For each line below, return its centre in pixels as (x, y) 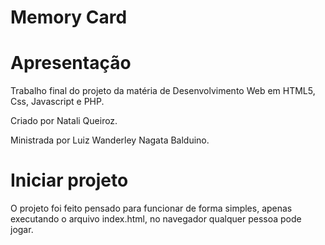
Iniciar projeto (69, 180)
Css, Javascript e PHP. (57, 102)
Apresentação (71, 63)
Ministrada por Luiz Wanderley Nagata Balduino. (110, 140)
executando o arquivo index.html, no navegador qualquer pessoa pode (156, 219)
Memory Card (69, 17)
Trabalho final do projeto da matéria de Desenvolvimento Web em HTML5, (163, 91)
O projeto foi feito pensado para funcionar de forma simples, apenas (151, 208)
